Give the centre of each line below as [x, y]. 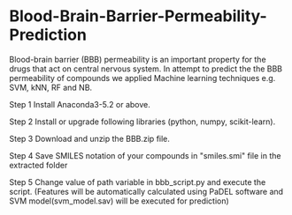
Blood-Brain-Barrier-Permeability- [138, 16]
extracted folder [38, 165]
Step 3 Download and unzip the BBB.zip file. [90, 138]
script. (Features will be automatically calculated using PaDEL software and [146, 191]
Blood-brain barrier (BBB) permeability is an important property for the [138, 59]
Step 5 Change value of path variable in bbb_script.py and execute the [138, 182]
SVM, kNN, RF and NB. [51, 87]
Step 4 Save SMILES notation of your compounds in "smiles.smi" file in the [145, 155]
